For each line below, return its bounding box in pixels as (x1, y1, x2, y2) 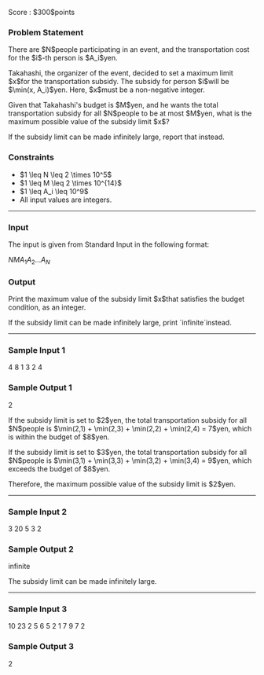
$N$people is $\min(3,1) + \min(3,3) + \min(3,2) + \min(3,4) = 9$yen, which (8, 456, 252, 465)
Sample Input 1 (8, 344, 65, 355)
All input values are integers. (19, 195, 112, 204)
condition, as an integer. (8, 303, 86, 312)
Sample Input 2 (8, 506, 67, 517)
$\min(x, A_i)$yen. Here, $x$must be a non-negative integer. (8, 85, 206, 94)
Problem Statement (8, 27, 84, 38)
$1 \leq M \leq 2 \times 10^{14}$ (19, 178, 122, 188)
